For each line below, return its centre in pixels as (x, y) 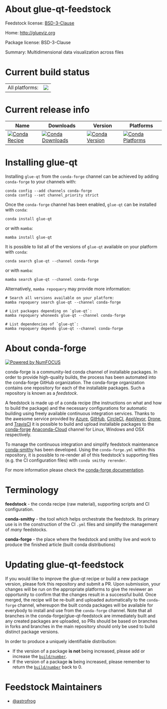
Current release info (47, 110)
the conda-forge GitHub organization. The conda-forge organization (75, 382)
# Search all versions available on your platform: (60, 298)
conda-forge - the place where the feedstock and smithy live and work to (81, 539)
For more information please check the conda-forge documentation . (75, 470)
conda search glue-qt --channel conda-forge (52, 261)
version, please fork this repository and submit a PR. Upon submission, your (83, 584)
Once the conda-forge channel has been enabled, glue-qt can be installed (81, 204)
